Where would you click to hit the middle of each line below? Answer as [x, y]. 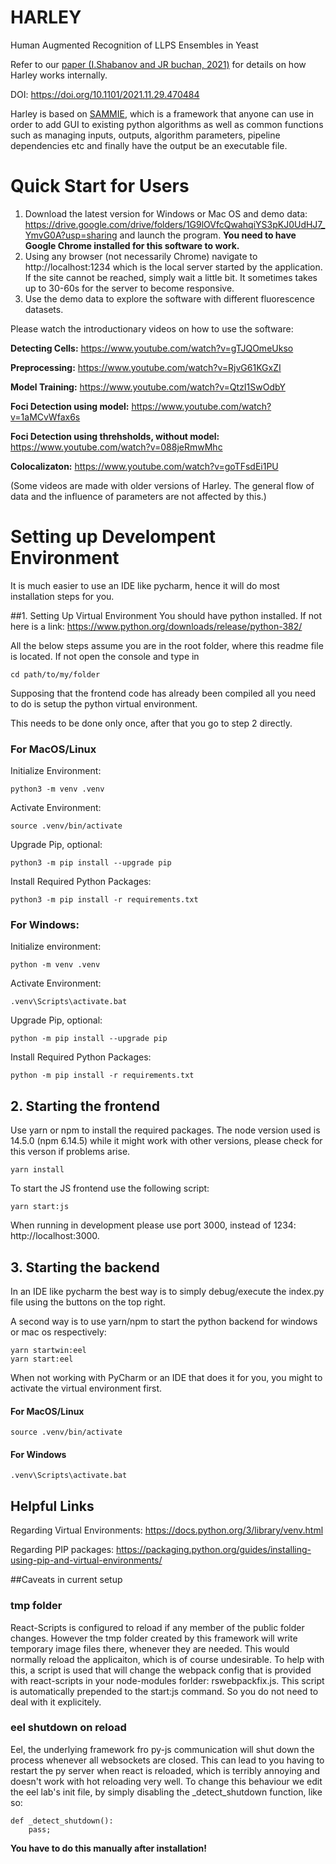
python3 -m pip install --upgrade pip [91, 863]
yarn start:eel [42, 1359]
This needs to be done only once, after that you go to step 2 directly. [151, 723]
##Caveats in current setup [66, 1580]
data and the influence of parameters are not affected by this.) [138, 496]
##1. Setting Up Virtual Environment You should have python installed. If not [166, 615]
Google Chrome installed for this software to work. [132, 245]
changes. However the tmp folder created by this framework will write [154, 1638]
